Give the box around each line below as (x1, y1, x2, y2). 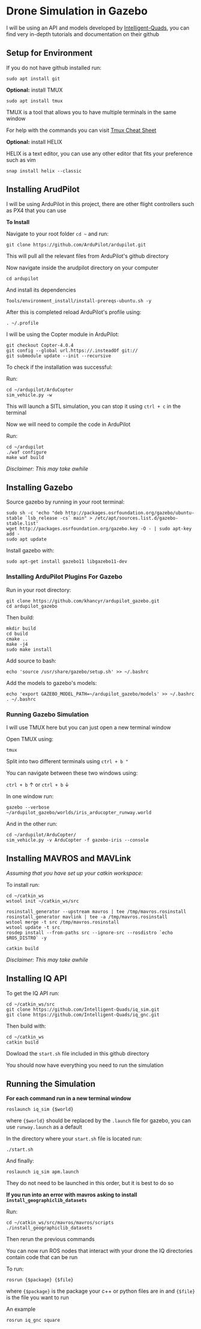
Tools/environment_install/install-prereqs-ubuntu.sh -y (6, 298, 152, 304)
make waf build (6, 454, 44, 460)
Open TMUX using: (6, 735, 54, 742)
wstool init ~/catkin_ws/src (6, 898, 79, 904)
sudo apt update (6, 536, 47, 543)
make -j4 (6, 641, 28, 647)
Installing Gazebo (6, 482, 73, 492)
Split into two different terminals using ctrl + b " (6, 757, 129, 765)
